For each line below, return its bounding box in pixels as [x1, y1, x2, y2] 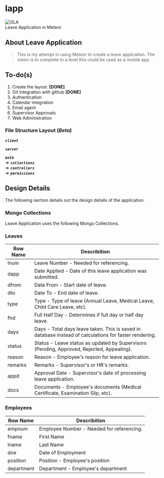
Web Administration [12, 115, 52, 121]
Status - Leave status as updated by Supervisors [34, 340, 147, 347]
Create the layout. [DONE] [12, 84, 65, 89]
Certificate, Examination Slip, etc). [34, 390, 112, 396]
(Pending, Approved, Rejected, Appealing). [34, 346, 132, 352]
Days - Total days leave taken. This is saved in [34, 326, 141, 332]
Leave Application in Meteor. [5, 24, 62, 30]
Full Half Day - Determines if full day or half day [34, 311, 144, 318]
